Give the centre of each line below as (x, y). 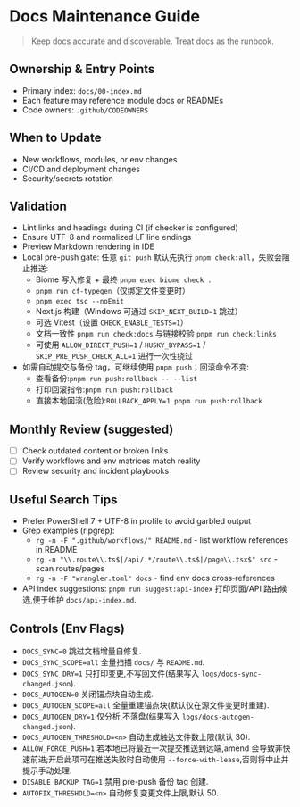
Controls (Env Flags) (67, 628)
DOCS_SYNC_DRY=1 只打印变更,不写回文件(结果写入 (111, 673)
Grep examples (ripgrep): (68, 531)
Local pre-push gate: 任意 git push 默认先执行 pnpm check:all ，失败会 (152, 257)
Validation (38, 206)
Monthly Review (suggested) (92, 429)
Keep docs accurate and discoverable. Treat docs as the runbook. (152, 41)
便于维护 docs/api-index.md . (84, 600)
